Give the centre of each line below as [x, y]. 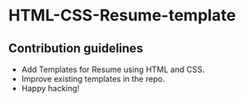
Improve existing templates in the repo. [93, 79]
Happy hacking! [50, 88]
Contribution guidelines [76, 48]
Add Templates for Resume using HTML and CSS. [113, 69]
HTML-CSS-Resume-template [122, 16]
